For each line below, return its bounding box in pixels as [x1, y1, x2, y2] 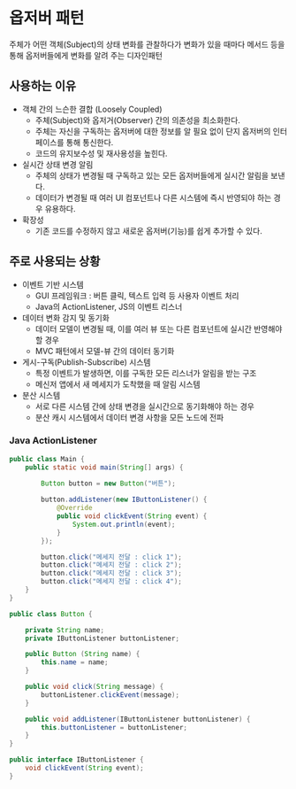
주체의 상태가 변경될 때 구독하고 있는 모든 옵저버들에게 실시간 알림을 [34, 170, 269, 181]
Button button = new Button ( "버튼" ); [41, 479, 177, 488]
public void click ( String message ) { [25, 683, 164, 692]
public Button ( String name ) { [25, 650, 140, 659]
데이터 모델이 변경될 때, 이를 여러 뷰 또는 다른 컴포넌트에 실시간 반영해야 [34, 323, 283, 334]
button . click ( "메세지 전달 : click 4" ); [41, 577, 183, 586]
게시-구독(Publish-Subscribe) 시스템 [21, 356, 151, 367]
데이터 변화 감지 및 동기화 [21, 312, 110, 323]
